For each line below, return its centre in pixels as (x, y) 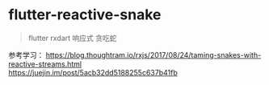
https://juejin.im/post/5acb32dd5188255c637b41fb (93, 72)
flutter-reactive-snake (85, 15)
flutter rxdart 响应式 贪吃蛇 (72, 38)
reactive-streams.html (45, 64)
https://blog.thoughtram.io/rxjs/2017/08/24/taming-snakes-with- (153, 55)
